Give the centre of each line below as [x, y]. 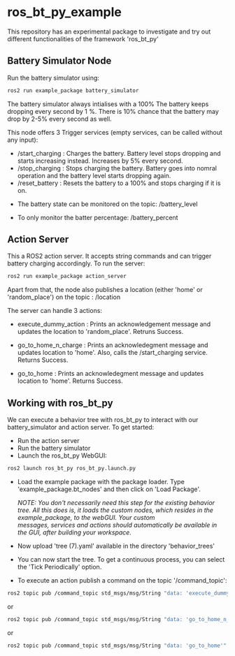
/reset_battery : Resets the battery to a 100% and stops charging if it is [119, 183]
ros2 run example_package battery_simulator [73, 90]
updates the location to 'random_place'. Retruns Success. [100, 332]
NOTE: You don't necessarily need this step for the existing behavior [116, 503]
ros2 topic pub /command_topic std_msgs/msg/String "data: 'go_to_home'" [117, 646]
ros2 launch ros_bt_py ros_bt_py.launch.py [72, 469]
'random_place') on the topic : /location [64, 297]
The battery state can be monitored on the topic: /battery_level [107, 204]
